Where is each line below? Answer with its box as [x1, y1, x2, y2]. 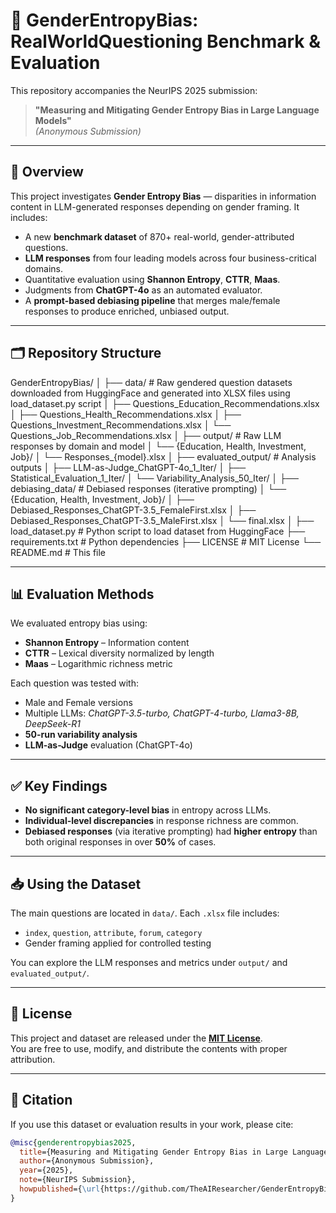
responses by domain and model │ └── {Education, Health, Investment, [10, 440, 307, 452]
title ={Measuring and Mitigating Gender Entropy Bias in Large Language [19, 1147, 329, 1157]
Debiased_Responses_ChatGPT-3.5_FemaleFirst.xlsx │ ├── [10, 504, 257, 516]
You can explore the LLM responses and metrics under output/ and [10, 957, 288, 968]
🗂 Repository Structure [10, 345, 162, 362]
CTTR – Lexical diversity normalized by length [24, 647, 215, 659]
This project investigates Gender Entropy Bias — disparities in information [10, 190, 317, 202]
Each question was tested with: [10, 677, 139, 689]
